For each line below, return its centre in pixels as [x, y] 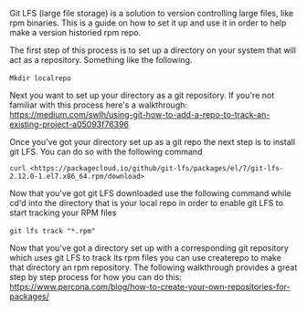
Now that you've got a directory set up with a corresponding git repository [149, 248]
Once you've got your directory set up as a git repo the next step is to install [152, 142]
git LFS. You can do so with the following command [106, 151]
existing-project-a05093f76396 [69, 124]
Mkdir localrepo [40, 78]
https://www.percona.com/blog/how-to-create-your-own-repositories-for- [150, 287]
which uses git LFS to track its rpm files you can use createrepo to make [145, 258]
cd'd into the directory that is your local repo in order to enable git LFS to [146, 203]
